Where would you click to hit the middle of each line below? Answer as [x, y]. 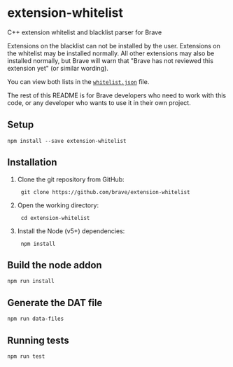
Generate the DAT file [55, 303]
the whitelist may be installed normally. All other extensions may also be [111, 53]
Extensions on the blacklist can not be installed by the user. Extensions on [114, 46]
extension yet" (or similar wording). [58, 68]
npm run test [26, 356]
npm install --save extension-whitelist [67, 141]
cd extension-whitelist [55, 218]
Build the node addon [55, 265]
